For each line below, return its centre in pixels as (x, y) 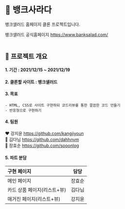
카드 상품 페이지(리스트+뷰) (37, 190)
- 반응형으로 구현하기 (23, 110)
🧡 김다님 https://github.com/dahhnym (42, 139)
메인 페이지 (19, 181)
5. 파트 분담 (16, 158)
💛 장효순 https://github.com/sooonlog (42, 145)
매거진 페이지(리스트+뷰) (34, 199)
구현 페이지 (19, 172)
